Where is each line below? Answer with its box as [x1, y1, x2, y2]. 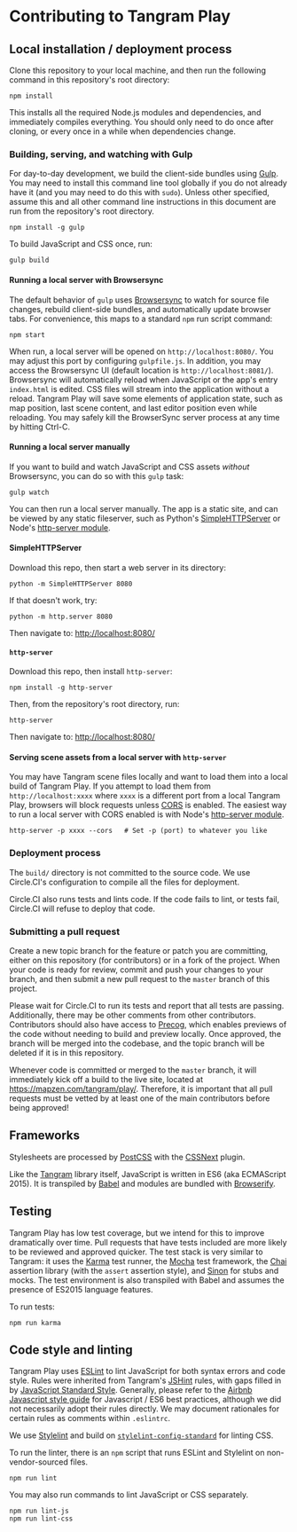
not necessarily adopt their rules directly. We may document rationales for [9, 1403, 280, 1414]
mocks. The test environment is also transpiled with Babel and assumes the [9, 1275, 285, 1285]
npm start [9, 330, 46, 339]
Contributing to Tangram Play [9, 6, 231, 27]
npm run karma [9, 1318, 62, 1327]
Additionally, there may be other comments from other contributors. [9, 1010, 256, 1020]
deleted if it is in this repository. [9, 1047, 124, 1057]
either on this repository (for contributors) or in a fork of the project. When [9, 955, 281, 965]
